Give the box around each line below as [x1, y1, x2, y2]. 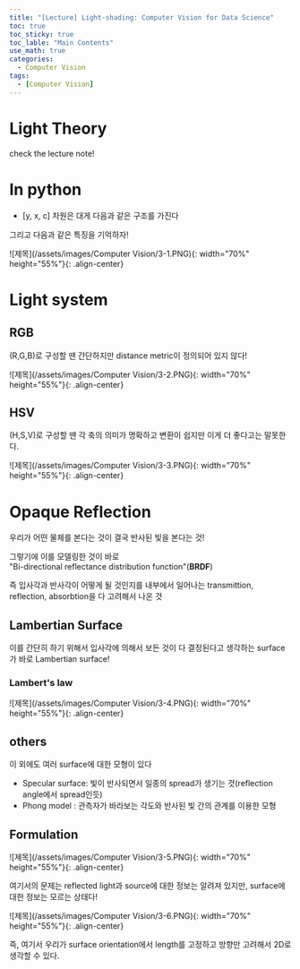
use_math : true [9, 47, 66, 56]
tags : [9, 72, 30, 81]
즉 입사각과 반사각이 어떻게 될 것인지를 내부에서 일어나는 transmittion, [9, 579, 253, 591]
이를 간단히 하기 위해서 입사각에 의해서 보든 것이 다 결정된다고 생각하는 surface [9, 642, 286, 654]
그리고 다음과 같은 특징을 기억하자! [9, 229, 129, 240]
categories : [9, 55, 54, 64]
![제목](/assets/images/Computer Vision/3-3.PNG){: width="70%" [9, 460, 251, 471]
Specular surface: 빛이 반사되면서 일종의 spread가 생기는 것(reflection [21, 778, 273, 789]
